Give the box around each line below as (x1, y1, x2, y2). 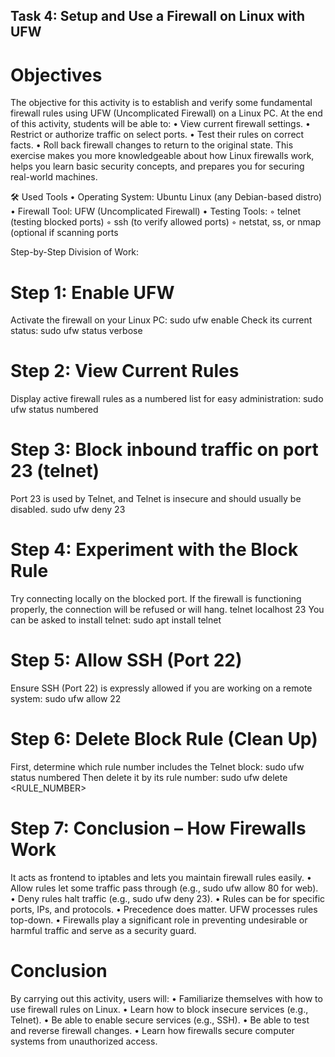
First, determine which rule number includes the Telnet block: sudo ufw (10, 760, 305, 773)
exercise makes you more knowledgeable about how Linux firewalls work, (10, 150, 315, 162)
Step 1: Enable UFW (10, 281, 175, 304)
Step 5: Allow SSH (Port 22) (10, 649, 243, 672)
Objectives (10, 64, 103, 86)
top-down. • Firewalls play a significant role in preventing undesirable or (10, 914, 308, 926)
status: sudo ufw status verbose (10, 325, 143, 337)
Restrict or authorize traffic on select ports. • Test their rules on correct (10, 129, 305, 141)
